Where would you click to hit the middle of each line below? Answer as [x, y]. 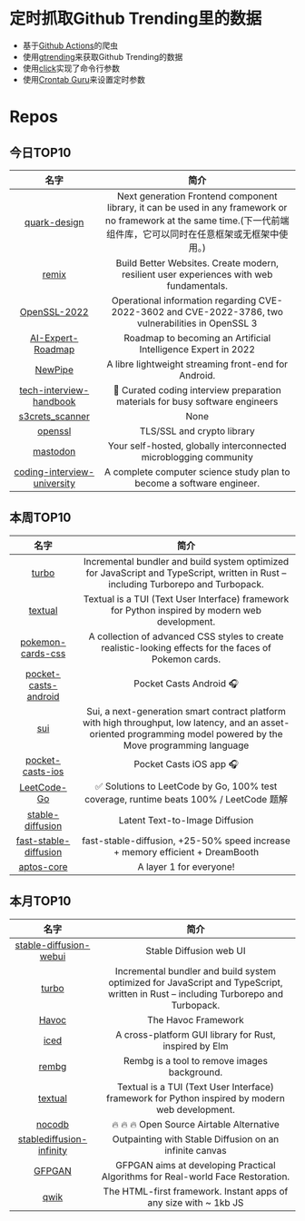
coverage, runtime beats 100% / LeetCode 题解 [187, 799]
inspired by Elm [196, 1046]
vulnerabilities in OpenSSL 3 [197, 323]
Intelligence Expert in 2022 [197, 349]
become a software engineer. [197, 483]
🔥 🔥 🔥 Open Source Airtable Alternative [196, 1124]
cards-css [43, 653]
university [54, 483]
